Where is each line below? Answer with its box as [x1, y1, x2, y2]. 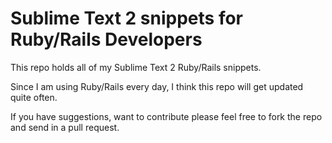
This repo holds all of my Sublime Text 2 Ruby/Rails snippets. [10, 61, 262, 73]
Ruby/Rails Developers [10, 28, 203, 51]
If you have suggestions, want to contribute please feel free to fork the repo [10, 110, 323, 122]
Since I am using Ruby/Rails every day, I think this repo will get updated [10, 80, 304, 92]
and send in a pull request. [10, 121, 120, 133]
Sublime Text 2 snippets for [10, 7, 244, 30]
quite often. [10, 91, 58, 103]
